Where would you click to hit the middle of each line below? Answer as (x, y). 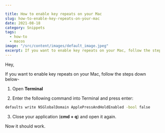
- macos (17, 41)
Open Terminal (27, 88)
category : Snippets (25, 27)
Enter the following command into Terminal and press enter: (73, 98)
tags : (11, 32)
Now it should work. (25, 126)
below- (12, 79)
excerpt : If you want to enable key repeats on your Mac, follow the (78, 50)
